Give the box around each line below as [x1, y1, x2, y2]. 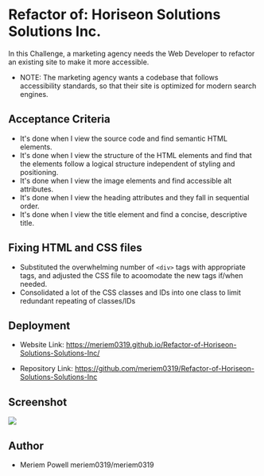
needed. [19, 279, 48, 288]
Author [8, 439, 44, 452]
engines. [19, 89, 49, 99]
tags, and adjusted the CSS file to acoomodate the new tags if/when [19, 270, 244, 280]
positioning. [19, 167, 59, 176]
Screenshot [8, 395, 68, 408]
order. [19, 201, 40, 211]
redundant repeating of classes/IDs [19, 296, 136, 305]
